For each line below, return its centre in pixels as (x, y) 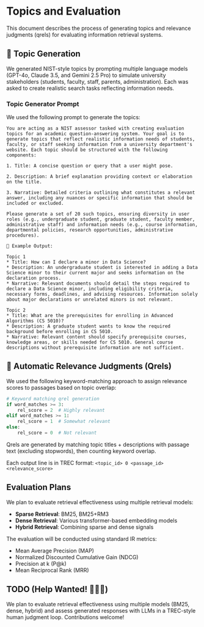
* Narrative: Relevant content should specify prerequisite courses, (97, 337)
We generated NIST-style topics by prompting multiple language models (97, 68)
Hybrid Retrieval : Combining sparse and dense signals (84, 527)
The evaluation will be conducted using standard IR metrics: (82, 538)
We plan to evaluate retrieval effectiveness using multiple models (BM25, (98, 604)
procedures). (23, 236)
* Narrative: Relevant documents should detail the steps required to (98, 284)
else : (13, 427)
